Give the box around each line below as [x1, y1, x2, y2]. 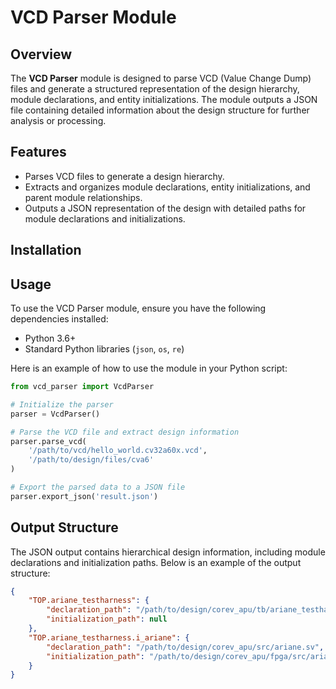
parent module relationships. [24, 191, 143, 203]
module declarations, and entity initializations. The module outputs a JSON [10, 94, 318, 105]
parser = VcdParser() [10, 409, 101, 419]
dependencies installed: [10, 313, 109, 325]
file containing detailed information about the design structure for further [10, 104, 310, 116]
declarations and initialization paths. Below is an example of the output [10, 556, 302, 568]
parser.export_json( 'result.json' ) [10, 491, 159, 501]
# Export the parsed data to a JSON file [10, 482, 186, 493]
